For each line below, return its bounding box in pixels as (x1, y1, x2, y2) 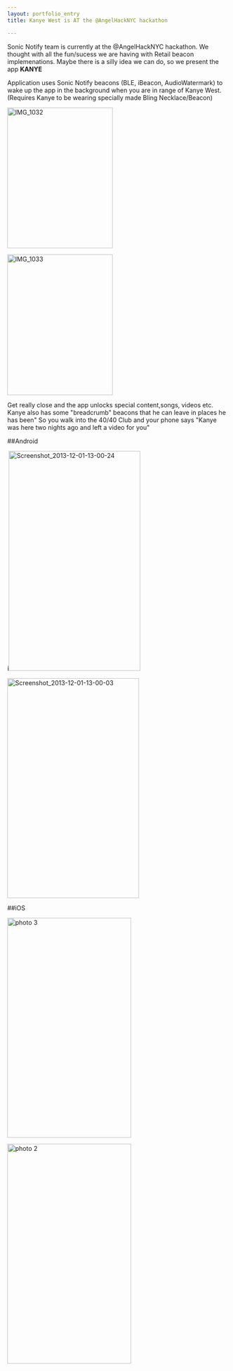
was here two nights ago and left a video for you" (7, 423, 150, 431)
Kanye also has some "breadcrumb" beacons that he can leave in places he (7, 408, 227, 416)
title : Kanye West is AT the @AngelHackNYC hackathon (7, 17, 168, 24)
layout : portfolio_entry (7, 10, 80, 18)
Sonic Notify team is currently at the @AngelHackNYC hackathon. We (7, 42, 209, 51)
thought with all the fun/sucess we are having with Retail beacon (7, 50, 194, 58)
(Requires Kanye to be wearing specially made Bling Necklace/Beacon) (7, 93, 213, 102)
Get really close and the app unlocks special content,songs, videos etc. (7, 400, 214, 409)
